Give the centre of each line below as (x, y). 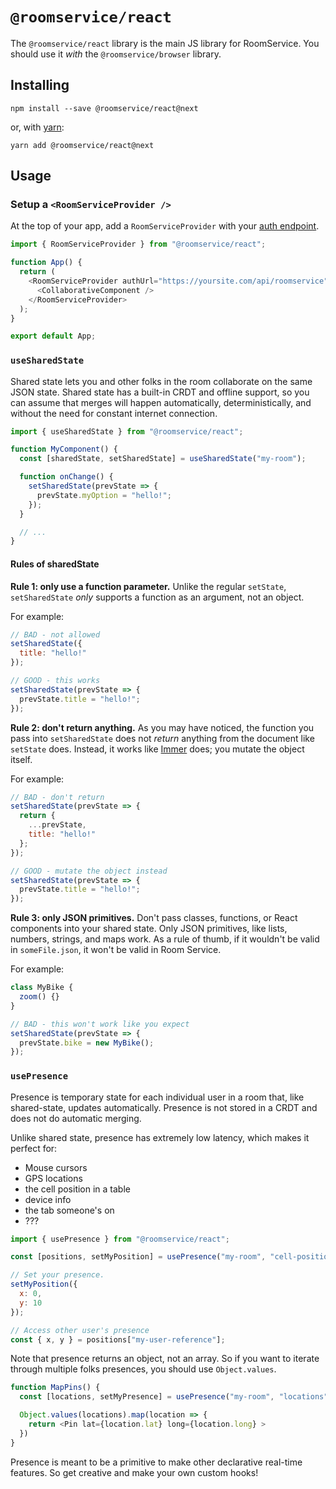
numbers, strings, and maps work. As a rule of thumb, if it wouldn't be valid (165, 939)
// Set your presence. (57, 1275)
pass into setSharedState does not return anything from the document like (162, 738)
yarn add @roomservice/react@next (82, 145)
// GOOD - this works (55, 681)
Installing (40, 85)
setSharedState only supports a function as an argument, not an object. (157, 597)
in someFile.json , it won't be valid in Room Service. (116, 950)
